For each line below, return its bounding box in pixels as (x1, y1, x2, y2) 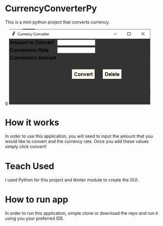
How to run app (5, 194, 68, 205)
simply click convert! (5, 143, 47, 149)
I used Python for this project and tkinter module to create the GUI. (5, 177, 139, 182)
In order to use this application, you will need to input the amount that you (5, 133, 153, 139)
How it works (5, 117, 60, 128)
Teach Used (5, 161, 55, 172)
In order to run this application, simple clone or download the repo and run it (5, 210, 158, 216)
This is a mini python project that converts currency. (5, 19, 110, 25)
